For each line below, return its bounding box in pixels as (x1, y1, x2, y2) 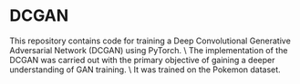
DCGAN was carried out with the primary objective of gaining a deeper (9, 54, 275, 65)
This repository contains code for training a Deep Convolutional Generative (9, 35, 292, 46)
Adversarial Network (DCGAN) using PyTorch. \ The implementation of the (9, 44, 288, 55)
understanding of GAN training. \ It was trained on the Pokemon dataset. (9, 64, 281, 75)
